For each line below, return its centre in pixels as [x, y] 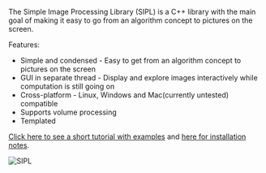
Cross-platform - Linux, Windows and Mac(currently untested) [124, 95]
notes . [19, 145]
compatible [39, 104]
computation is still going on [67, 86]
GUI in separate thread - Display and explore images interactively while [139, 78]
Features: [24, 45]
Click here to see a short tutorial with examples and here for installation [127, 136]
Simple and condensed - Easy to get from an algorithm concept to [131, 61]
